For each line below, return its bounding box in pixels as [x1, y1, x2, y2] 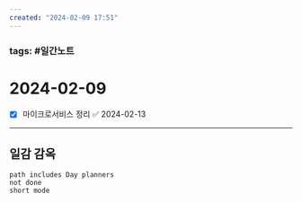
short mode [9, 186, 50, 196]
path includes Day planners [9, 171, 115, 180]
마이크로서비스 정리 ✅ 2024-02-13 [22, 109, 147, 119]
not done [9, 179, 42, 188]
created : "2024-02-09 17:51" [9, 13, 119, 22]
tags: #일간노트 [9, 44, 75, 57]
